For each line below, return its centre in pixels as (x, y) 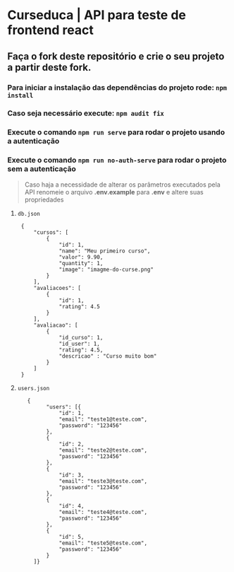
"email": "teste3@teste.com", (103, 481)
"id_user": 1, (79, 344)
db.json (29, 214)
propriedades (44, 199)
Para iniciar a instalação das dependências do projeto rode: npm (117, 87)
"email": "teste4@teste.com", (103, 512)
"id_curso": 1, (81, 337)
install (20, 95)
